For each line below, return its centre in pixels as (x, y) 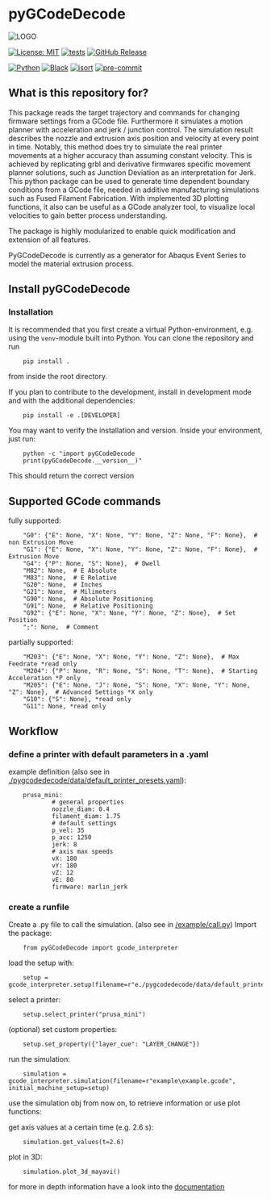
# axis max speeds (82, 851)
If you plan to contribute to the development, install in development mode (130, 392)
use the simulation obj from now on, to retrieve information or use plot (124, 1103)
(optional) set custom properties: (63, 1030)
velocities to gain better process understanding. (88, 215)
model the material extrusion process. (71, 264)
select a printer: (34, 1000)
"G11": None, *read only (65, 707)
